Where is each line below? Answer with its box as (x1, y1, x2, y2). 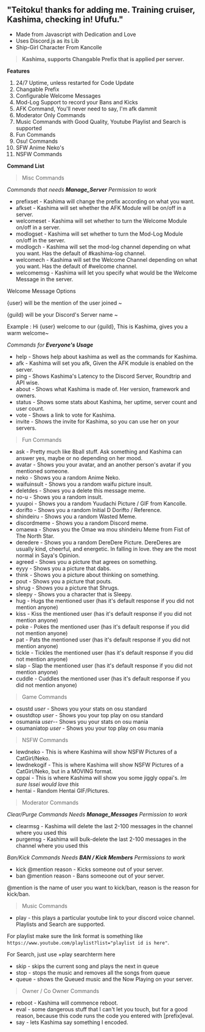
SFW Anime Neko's (15, 143, 64, 151)
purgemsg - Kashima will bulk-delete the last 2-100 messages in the (15, 835, 187, 843)
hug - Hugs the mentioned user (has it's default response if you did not (15, 597, 194, 604)
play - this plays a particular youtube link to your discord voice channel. (15, 914, 195, 921)
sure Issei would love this (15, 781, 79, 788)
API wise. (15, 378, 40, 386)
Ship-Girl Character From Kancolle (15, 43, 102, 51)
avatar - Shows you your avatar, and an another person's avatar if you (15, 461, 192, 468)
